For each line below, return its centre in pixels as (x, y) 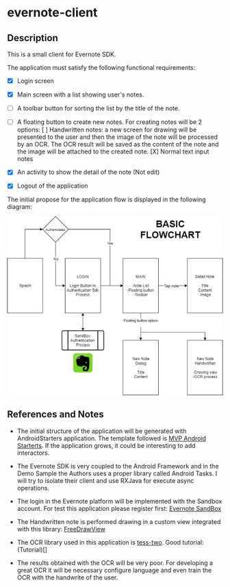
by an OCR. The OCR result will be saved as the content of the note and (118, 145)
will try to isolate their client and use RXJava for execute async (105, 480)
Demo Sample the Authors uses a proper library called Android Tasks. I (117, 473)
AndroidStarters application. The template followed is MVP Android (112, 438)
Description (33, 38)
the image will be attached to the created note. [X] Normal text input (113, 151)
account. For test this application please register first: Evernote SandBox (119, 508)
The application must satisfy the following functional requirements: (101, 67)
